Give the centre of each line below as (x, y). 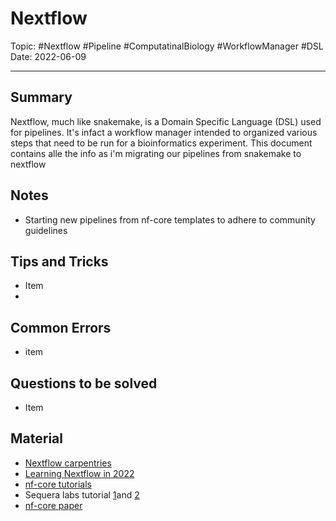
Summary (41, 97)
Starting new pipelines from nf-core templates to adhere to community (170, 219)
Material (36, 438)
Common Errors (61, 327)
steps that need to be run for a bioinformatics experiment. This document (161, 143)
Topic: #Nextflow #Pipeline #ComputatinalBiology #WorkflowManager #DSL (167, 46)
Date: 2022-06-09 (48, 56)
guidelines (46, 230)
